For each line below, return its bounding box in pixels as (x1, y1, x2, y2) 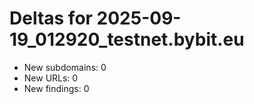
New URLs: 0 (23, 72, 79, 84)
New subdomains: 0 (23, 61, 107, 73)
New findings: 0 (23, 82, 90, 94)
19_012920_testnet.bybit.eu (9, 28, 245, 51)
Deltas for (9, 7, 93, 30)
